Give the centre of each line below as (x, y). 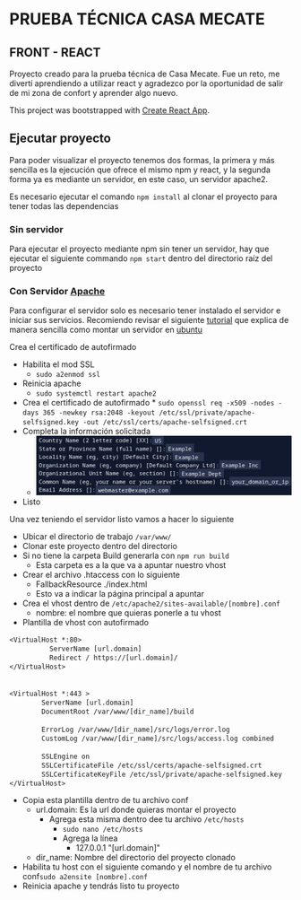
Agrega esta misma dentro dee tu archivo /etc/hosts (146, 819)
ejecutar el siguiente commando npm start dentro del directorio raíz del (141, 258)
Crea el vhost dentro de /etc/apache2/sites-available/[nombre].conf (151, 603)
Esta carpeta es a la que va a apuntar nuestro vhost (131, 565)
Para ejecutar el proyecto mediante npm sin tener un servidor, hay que (139, 249)
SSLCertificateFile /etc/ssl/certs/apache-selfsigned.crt (152, 766)
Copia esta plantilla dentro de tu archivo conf (105, 800)
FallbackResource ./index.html (91, 584)
